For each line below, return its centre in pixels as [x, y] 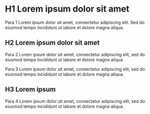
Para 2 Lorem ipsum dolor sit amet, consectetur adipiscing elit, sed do [75, 54]
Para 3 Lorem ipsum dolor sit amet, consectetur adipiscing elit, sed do [75, 69]
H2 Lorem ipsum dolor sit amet [52, 43]
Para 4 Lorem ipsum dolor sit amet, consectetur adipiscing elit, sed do [75, 101]
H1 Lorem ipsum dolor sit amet [67, 9]
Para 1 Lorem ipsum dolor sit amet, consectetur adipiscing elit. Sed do [75, 22]
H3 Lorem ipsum [30, 90]
